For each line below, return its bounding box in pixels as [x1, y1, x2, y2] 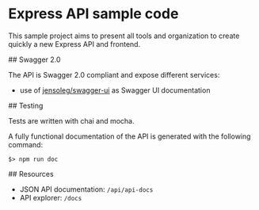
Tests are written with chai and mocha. [8, 116, 135, 125]
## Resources [8, 169, 54, 178]
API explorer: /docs [19, 193, 82, 202]
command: [8, 139, 44, 149]
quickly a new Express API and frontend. [8, 39, 141, 48]
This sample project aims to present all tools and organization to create [8, 31, 240, 40]
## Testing [8, 101, 44, 110]
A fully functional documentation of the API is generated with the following [8, 132, 251, 141]
